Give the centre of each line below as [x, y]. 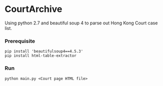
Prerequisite [20, 41]
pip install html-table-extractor [41, 56]
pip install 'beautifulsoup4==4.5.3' [44, 51]
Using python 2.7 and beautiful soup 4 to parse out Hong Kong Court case [81, 23]
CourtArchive [33, 9]
